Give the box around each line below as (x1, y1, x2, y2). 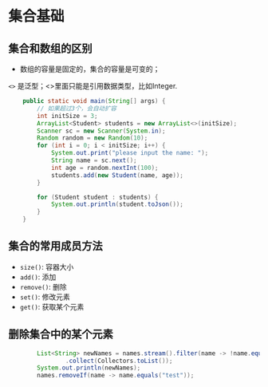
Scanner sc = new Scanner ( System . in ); (37, 127, 166, 135)
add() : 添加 (19, 272, 57, 282)
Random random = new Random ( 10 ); (37, 134, 148, 142)
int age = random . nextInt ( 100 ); (50, 164, 159, 172)
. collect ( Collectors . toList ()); (65, 357, 173, 365)
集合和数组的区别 (8, 41, 93, 55)
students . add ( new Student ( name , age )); (50, 171, 183, 180)
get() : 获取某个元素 (19, 302, 85, 311)
